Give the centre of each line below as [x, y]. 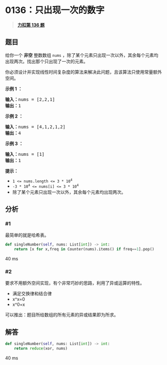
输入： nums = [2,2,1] [30, 99]
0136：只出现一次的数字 [55, 10]
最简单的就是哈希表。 [27, 235]
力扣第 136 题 [31, 25]
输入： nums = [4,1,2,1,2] [35, 127]
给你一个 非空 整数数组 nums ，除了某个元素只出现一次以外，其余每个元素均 [82, 55]
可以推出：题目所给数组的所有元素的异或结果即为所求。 [62, 315]
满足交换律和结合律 [32, 294]
